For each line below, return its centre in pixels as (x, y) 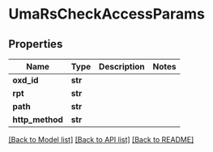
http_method (38, 120)
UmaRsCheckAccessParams (106, 14)
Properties (36, 44)
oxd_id (26, 80)
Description (122, 67)
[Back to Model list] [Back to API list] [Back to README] (101, 139)
